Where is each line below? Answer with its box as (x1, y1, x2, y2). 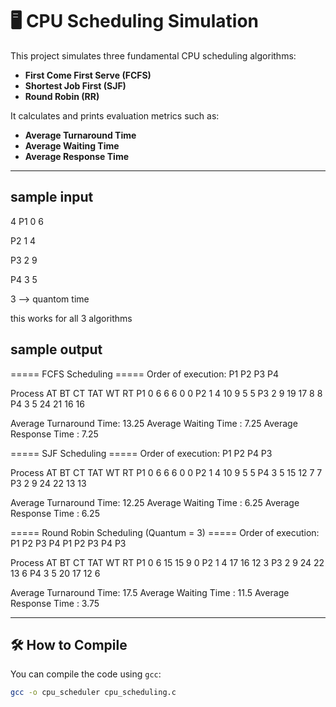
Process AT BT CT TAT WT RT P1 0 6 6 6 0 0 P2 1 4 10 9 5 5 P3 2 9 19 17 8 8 (10, 387, 323, 399)
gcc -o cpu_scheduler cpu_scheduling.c (10, 688, 177, 698)
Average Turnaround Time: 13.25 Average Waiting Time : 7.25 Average (10, 417, 298, 429)
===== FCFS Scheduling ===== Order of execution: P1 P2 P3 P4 (10, 368, 279, 380)
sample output (10, 341, 103, 358)
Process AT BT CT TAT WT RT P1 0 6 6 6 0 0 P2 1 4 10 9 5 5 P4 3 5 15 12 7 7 (10, 466, 323, 478)
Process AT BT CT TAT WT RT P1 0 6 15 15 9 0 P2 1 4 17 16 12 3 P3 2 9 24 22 (10, 556, 325, 568)
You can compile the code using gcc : (10, 668, 162, 680)
